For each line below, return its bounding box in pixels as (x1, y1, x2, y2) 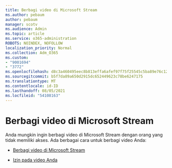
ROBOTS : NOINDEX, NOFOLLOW (5, 41, 63, 46)
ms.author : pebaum (5, 12, 45, 17)
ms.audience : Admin (5, 27, 47, 32)
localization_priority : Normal (5, 45, 72, 51)
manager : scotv (5, 21, 38, 27)
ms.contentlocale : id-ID (5, 83, 58, 88)
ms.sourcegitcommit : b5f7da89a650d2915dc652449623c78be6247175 (5, 74, 143, 79)
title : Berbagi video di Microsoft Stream (5, 7, 97, 13)
